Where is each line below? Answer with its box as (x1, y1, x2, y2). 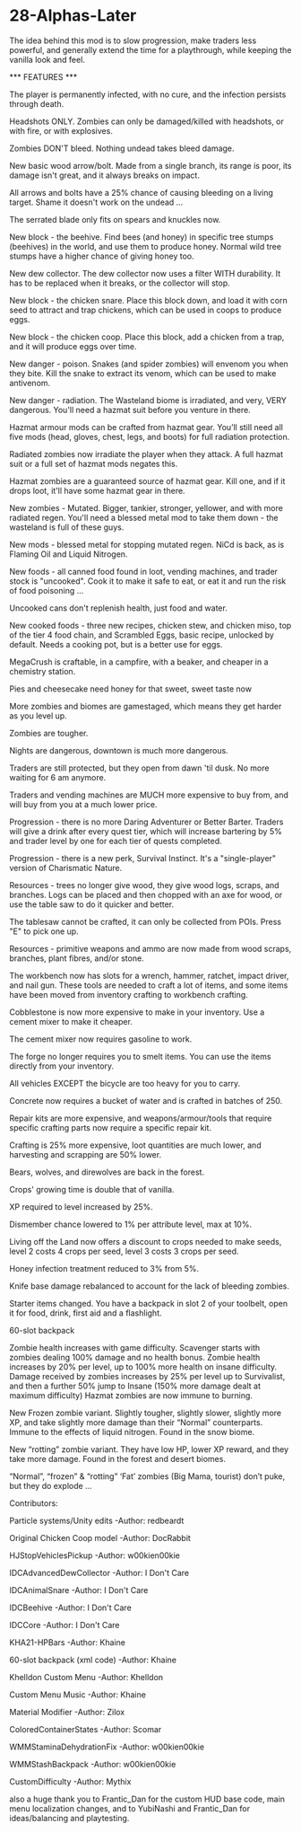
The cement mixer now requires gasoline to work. (9, 1034, 193, 1044)
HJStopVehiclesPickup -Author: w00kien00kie (9, 1550, 181, 1561)
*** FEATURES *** (9, 71, 78, 82)
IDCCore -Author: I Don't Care (9, 1619, 120, 1630)
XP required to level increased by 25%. (9, 1201, 154, 1212)
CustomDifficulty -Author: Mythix (9, 1775, 132, 1787)
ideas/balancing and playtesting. (9, 1812, 130, 1823)
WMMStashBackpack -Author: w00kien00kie (9, 1758, 176, 1769)
